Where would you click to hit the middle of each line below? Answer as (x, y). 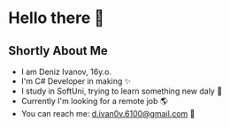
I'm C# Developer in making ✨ (76, 81)
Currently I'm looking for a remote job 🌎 (95, 101)
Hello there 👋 (57, 18)
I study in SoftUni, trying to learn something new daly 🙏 (122, 91)
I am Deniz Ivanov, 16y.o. (66, 72)
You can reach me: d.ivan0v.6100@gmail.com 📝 (108, 113)
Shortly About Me (58, 51)
